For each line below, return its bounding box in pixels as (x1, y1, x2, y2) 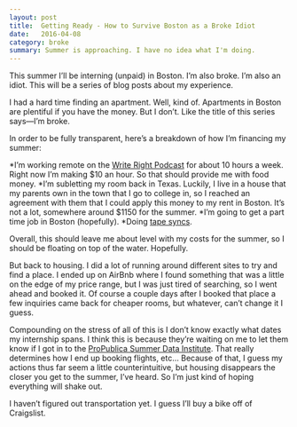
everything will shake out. (9, 381, 104, 391)
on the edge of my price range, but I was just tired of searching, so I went (9, 279, 277, 289)
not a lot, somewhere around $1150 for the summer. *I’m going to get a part (9, 207, 285, 217)
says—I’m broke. (9, 116, 71, 127)
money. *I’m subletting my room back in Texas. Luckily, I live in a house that (9, 178, 286, 189)
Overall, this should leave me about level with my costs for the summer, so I (9, 233, 285, 244)
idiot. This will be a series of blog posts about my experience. (9, 80, 233, 91)
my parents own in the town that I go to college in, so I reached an (9, 188, 251, 199)
